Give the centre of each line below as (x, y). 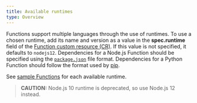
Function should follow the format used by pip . (63, 65)
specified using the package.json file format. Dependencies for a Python (94, 59)
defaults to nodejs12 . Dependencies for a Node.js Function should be (90, 52)
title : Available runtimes (39, 11)
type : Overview (25, 17)
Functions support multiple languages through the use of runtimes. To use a (99, 34)
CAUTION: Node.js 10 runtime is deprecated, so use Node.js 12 (98, 88)
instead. (31, 94)
